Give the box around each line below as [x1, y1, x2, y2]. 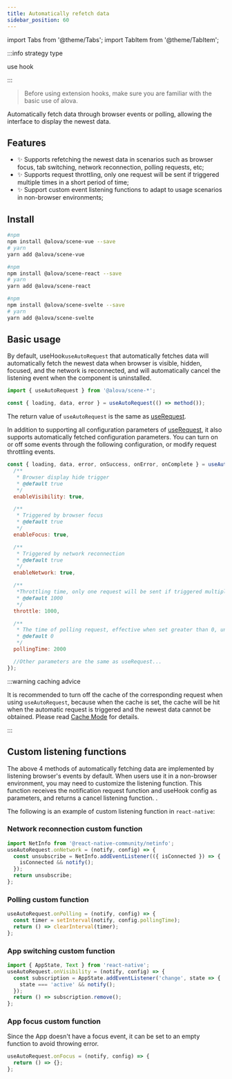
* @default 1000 [16, 595, 64, 602]
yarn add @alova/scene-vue [7, 251, 85, 258]
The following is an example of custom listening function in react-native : [7, 807, 215, 815]
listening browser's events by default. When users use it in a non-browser [7, 772, 217, 780]
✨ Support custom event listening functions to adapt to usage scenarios [17, 186, 222, 194]
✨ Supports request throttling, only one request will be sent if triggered [17, 171, 220, 179]
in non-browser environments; [17, 193, 104, 202]
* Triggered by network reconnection [16, 550, 126, 557]
